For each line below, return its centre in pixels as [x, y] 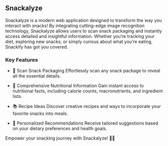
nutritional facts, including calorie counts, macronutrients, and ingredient [88, 91]
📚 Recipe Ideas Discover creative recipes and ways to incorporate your [87, 106]
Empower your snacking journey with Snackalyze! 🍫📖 [60, 138]
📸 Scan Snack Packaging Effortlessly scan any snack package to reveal [86, 71]
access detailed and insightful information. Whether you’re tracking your [80, 36]
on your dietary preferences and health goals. [60, 128]
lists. [17, 96]
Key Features [22, 59]
